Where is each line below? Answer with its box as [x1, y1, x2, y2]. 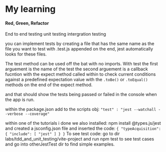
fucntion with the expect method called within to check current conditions [5, 71, 156, 77]
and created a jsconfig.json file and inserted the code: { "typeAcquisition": [5, 125, 161, 132]
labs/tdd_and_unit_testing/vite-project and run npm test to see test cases [5, 136, 155, 142]
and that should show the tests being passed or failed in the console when [5, 92, 157, 98]
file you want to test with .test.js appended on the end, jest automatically [5, 46, 154, 52]
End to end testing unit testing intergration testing [5, 31, 107, 37]
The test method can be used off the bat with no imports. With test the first [5, 61, 158, 67]
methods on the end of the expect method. [5, 82, 93, 88]
